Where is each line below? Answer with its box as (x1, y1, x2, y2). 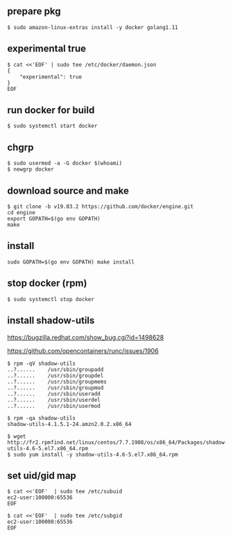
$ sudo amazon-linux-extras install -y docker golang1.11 (7, 24, 178, 31)
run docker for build (7, 104, 95, 117)
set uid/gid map (7, 470, 76, 481)
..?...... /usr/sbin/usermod (7, 402, 101, 409)
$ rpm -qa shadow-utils (7, 414, 76, 422)
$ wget (7, 433, 26, 440)
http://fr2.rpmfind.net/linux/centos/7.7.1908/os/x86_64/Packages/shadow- (7, 438, 228, 446)
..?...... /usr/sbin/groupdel (7, 372, 104, 379)
